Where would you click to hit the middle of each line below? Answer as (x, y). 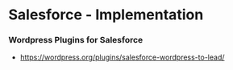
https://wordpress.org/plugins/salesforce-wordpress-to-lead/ (122, 57)
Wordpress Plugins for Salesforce (76, 40)
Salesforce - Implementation (106, 15)
